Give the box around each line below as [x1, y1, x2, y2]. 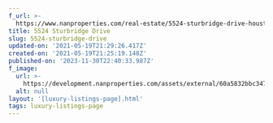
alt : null [15, 87, 49, 95]
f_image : [8, 65, 38, 73]
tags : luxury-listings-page [8, 102, 104, 110]
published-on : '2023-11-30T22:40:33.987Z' [8, 57, 154, 66]
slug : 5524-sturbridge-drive [8, 34, 107, 43]
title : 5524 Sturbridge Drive [8, 27, 111, 35]
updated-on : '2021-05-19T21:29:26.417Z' [8, 42, 148, 50]
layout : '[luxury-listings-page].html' [8, 95, 144, 103]
